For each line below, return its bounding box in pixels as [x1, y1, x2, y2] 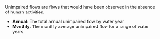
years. [12, 29, 25, 34]
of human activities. [5, 9, 45, 15]
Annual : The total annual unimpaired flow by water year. [12, 19, 125, 24]
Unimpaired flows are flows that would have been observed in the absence [5, 4, 156, 10]
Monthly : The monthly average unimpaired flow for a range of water [12, 24, 149, 29]
